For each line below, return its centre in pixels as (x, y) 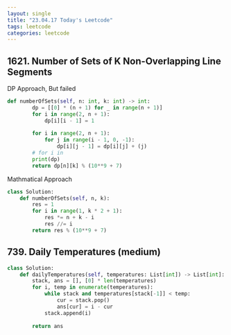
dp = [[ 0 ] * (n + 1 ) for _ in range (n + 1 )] (97, 108)
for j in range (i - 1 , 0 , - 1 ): (89, 140)
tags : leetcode (29, 26)
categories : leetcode (38, 33)
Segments (30, 72)
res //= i (58, 224)
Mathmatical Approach (40, 179)
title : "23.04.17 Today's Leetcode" (60, 20)
